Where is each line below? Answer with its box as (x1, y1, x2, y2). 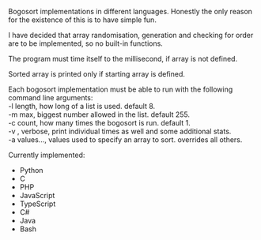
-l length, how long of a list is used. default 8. (8, 102, 156, 111)
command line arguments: (8, 93, 93, 102)
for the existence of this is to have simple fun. (8, 15, 157, 24)
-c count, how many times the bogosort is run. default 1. (8, 118, 191, 127)
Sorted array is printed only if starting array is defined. (8, 69, 186, 78)
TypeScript (19, 199, 56, 208)
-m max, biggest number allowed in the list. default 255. (8, 110, 191, 119)
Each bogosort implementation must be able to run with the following (8, 84, 233, 94)
